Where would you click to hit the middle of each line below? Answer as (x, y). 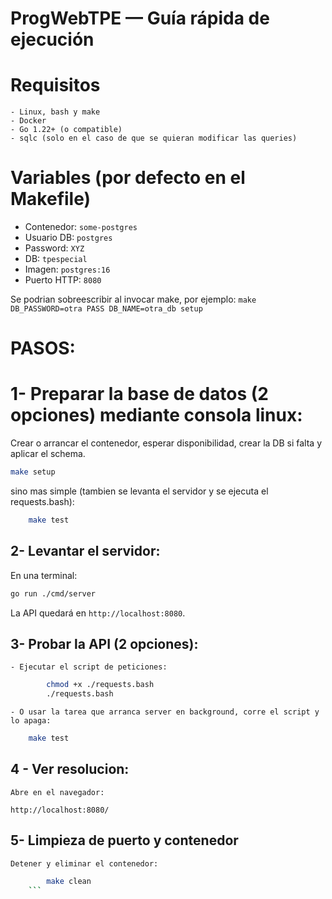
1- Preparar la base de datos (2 (139, 394)
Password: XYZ (54, 248)
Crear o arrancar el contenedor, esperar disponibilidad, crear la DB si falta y (166, 443)
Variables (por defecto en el (128, 178)
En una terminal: (44, 575)
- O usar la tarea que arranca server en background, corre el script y (165, 712)
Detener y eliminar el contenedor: (84, 863)
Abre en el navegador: (57, 792)
